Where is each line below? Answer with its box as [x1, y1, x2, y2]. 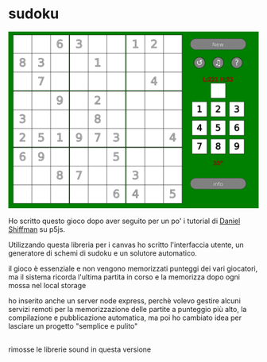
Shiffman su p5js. [8, 225, 66, 234]
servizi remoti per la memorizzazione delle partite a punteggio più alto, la [8, 305, 247, 314]
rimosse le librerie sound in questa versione [8, 345, 152, 354]
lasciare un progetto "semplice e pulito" [8, 322, 138, 331]
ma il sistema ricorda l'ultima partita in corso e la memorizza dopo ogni [8, 272, 241, 282]
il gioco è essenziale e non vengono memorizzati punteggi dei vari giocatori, [8, 264, 258, 274]
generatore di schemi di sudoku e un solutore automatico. [8, 248, 197, 258]
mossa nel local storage [8, 281, 87, 291]
